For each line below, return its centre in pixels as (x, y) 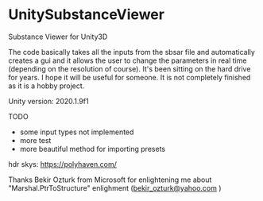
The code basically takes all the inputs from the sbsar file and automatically (132, 52)
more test (35, 140)
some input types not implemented (77, 132)
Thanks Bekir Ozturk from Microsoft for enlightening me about (110, 180)
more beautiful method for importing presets (92, 149)
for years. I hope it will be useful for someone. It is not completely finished (130, 77)
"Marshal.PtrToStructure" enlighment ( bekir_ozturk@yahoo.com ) (115, 187)
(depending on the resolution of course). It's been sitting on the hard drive (130, 68)
